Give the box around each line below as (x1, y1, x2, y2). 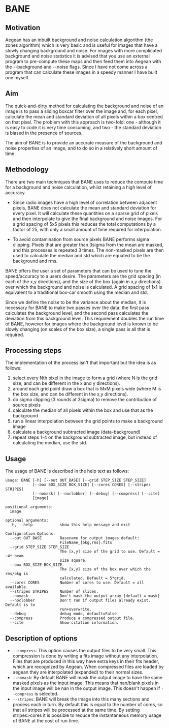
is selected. (35, 691, 59, 697)
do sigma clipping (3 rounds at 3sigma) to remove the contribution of (12, 397, 157, 403)
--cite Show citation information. (10, 620, 119, 625)
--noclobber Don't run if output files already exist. (10, 598, 151, 603)
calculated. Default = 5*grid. (59, 575, 126, 581)
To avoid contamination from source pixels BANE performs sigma (12, 236, 150, 242)
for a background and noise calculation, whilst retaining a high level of (5, 184, 152, 190)
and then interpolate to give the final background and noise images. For (12, 216, 162, 222)
